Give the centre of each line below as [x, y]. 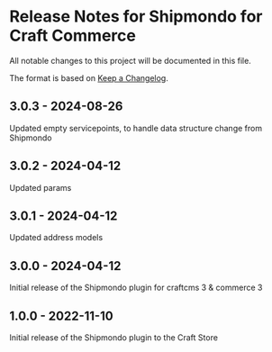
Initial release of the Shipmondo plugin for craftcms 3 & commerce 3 [136, 288]
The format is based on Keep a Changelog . [89, 77]
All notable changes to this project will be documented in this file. [131, 60]
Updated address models [56, 238]
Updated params [41, 187]
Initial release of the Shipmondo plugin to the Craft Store [114, 338]
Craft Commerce [73, 36]
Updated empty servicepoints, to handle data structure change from [136, 128]
